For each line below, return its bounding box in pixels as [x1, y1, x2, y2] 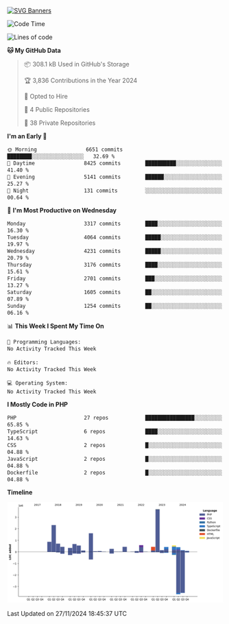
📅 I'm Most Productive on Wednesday [7, 206, 117, 214]
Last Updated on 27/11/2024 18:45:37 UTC [7, 610, 127, 618]
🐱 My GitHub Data [7, 47, 62, 54]
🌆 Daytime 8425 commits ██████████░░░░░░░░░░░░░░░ [7, 160, 223, 167]
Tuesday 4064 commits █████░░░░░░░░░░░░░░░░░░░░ [7, 234, 223, 241]
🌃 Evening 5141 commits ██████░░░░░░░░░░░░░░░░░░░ [7, 173, 223, 180]
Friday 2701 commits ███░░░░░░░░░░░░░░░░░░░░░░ [7, 275, 223, 282]
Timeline [7, 488, 33, 496]
